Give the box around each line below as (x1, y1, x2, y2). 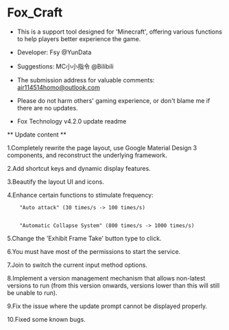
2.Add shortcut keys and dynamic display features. (7, 164, 151, 172)
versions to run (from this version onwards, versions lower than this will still (7, 281, 220, 290)
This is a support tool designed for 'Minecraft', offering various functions (16, 27, 223, 36)
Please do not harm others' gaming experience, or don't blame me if (16, 96, 210, 104)
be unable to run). (7, 288, 58, 296)
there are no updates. (16, 104, 78, 112)
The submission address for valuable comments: (16, 75, 155, 84)
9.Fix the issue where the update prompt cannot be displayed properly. (7, 302, 208, 310)
